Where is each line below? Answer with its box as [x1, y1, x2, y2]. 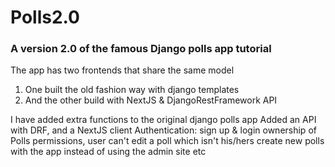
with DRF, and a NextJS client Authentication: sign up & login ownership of [10, 124, 317, 136]
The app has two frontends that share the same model [10, 64, 235, 76]
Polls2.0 [10, 6, 80, 29]
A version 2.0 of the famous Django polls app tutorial [10, 42, 272, 56]
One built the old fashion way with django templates [24, 84, 240, 96]
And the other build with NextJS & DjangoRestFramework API [24, 94, 278, 106]
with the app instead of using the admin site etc [10, 146, 207, 158]
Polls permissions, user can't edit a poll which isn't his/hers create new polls [10, 135, 325, 147]
